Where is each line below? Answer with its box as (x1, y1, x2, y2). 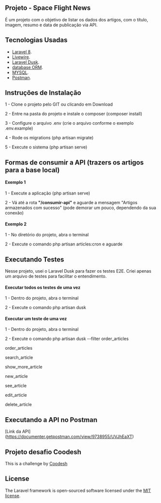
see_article (5, 383, 27, 389)
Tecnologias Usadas (5, 36, 68, 44)
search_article (5, 355, 33, 360)
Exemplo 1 (5, 179, 26, 185)
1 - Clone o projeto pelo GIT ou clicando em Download (5, 101, 113, 107)
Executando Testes (5, 255, 64, 263)
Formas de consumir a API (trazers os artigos (5, 158, 144, 166)
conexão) (5, 210, 24, 216)
